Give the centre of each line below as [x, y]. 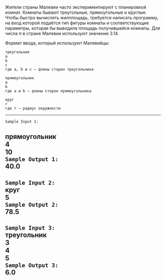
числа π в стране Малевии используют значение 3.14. [62, 33]
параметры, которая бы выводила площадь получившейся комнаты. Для [83, 28]
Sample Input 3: [30, 228]
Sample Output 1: [32, 159]
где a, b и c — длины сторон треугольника [49, 69]
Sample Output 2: [32, 205]
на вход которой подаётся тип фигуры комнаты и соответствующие [77, 23]
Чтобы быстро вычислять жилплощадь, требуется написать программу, [82, 18]
